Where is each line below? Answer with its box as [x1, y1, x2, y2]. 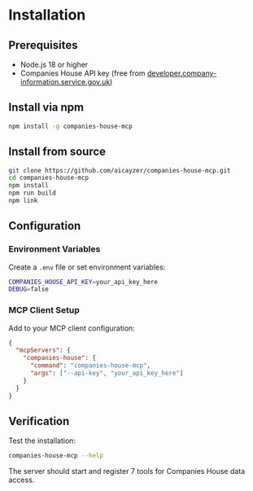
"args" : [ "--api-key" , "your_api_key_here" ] [29, 369, 184, 378]
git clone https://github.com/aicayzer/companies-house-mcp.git [8, 166, 231, 174]
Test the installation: [8, 436, 76, 445]
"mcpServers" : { [15, 346, 71, 355]
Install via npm [8, 100, 84, 115]
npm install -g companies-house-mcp [8, 122, 133, 130]
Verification [8, 414, 70, 428]
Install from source [8, 145, 107, 159]
